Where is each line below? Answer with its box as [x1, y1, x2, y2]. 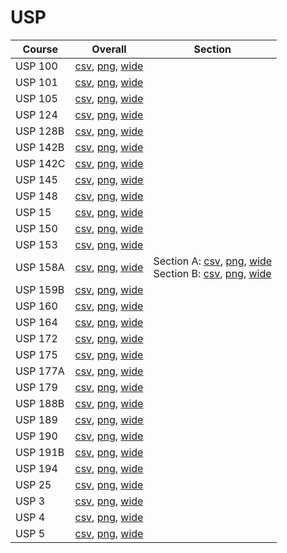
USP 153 [15, 237, 58, 251]
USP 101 [15, 75, 58, 89]
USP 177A [15, 364, 65, 378]
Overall [91, 42, 127, 56]
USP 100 [15, 59, 58, 73]
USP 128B [15, 124, 65, 138]
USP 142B [15, 140, 65, 154]
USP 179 [15, 380, 58, 394]
